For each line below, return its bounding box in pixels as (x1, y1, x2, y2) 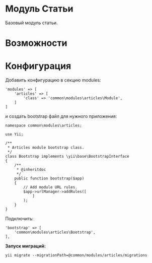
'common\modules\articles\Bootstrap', (14, 230, 96, 235)
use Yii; (5, 132, 24, 137)
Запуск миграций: (5, 243, 46, 249)
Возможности (5, 37, 67, 49)
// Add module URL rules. (23, 185, 78, 190)
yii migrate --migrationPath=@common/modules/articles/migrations (5, 253, 147, 258)
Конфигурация (5, 60, 71, 72)
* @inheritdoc (16, 167, 46, 172)
